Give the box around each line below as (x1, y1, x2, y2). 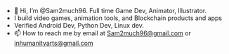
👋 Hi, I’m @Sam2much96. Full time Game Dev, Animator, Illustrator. (13, 7, 207, 15)
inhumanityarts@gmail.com (13, 39, 93, 47)
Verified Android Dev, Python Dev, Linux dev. (13, 21, 144, 29)
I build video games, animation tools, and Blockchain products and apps (13, 14, 223, 22)
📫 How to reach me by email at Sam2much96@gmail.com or (13, 29, 191, 37)
